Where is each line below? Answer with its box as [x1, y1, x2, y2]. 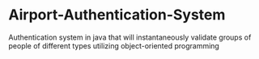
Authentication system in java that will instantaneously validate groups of [8, 32, 252, 42]
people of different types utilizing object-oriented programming [8, 40, 220, 50]
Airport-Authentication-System [8, 6, 226, 24]
